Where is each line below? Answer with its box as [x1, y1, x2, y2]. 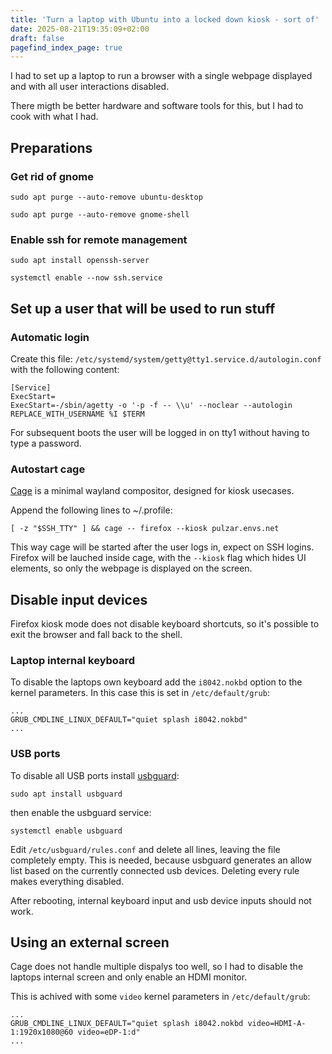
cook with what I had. [10, 111, 99, 123]
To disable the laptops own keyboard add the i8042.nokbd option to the [10, 676, 303, 688]
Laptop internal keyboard [10, 653, 136, 667]
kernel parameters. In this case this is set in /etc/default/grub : [10, 687, 270, 699]
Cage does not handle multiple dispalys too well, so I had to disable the [10, 961, 304, 973]
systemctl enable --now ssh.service [10, 273, 163, 283]
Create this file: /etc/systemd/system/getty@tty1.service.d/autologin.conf [10, 352, 322, 365]
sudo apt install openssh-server [10, 256, 150, 266]
